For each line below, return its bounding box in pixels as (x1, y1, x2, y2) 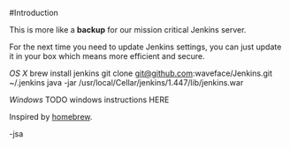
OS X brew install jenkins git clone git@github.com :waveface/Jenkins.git (9, 68, 272, 78)
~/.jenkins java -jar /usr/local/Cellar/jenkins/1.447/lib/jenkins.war (9, 78, 244, 87)
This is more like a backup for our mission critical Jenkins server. (9, 25, 247, 34)
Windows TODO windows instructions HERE (9, 94, 170, 105)
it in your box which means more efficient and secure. (9, 51, 205, 61)
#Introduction (9, 8, 59, 18)
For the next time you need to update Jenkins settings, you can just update (9, 41, 282, 52)
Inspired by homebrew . (9, 112, 93, 122)
